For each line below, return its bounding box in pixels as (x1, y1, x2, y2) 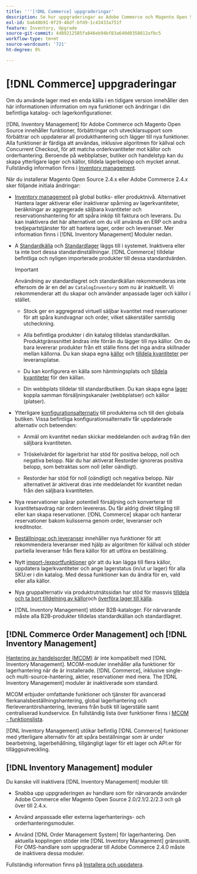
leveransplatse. (23, 356, 60, 363)
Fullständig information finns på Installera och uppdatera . (6, 861, 144, 868)
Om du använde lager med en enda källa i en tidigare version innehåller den (6, 96, 189, 103)
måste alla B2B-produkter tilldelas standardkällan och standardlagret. (14, 612, 182, 620)
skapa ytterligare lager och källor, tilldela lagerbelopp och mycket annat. (6, 158, 181, 165)
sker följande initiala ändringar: (6, 181, 81, 189)
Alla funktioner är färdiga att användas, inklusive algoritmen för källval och (6, 139, 185, 146)
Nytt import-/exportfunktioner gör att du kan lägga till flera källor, (14, 559, 172, 566)
